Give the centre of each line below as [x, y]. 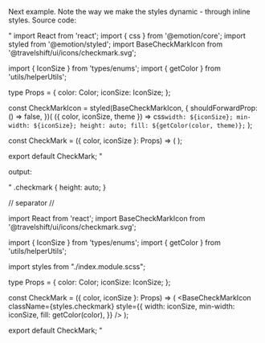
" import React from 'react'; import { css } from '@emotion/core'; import [127, 36]
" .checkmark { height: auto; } [57, 187]
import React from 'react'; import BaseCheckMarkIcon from [107, 218]
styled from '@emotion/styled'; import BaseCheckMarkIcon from [116, 44]
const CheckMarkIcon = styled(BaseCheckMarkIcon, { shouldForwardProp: [133, 108]
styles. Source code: [43, 20]
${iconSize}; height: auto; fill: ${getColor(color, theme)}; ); [143, 125]
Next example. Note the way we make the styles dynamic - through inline [129, 12]
